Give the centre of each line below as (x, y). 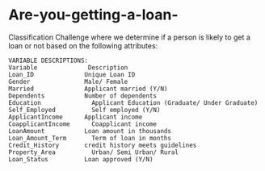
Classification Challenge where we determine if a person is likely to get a (129, 37)
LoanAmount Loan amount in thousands (90, 131)
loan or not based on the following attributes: (83, 45)
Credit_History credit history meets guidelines (103, 145)
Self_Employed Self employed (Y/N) (84, 110)
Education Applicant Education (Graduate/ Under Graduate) (133, 102)
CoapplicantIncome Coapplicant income (83, 124)
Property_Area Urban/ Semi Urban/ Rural (94, 152)
